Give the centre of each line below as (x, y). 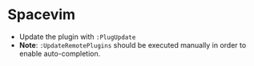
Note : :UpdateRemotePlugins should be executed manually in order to (133, 45)
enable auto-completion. (60, 53)
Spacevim (42, 15)
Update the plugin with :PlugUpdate (77, 37)
